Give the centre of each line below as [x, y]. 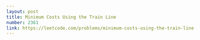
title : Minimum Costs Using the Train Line [61, 17]
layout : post [22, 11]
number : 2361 [22, 22]
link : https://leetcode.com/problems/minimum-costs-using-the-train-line [100, 28]
